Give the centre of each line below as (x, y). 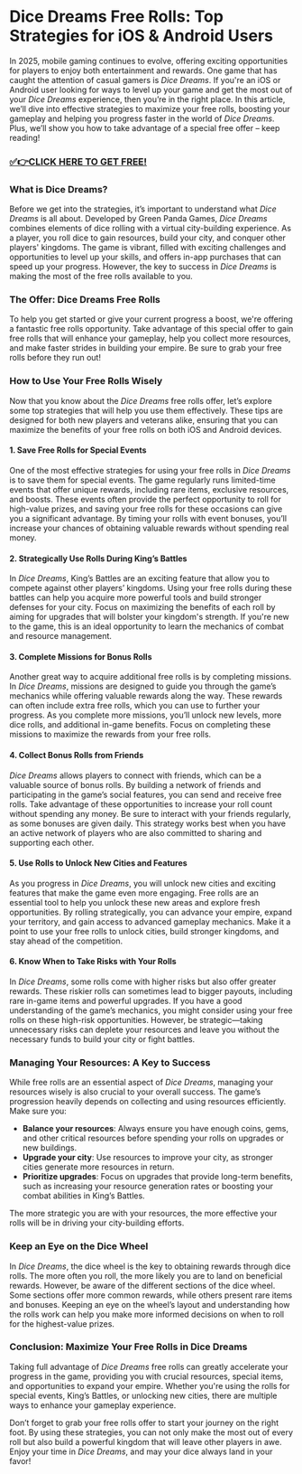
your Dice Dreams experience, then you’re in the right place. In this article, (147, 99)
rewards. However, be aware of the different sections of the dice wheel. (142, 1285)
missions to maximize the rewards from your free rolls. (110, 735)
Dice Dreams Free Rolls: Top (116, 17)
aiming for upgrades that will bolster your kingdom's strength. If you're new (150, 617)
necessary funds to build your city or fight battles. (102, 1039)
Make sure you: (38, 1111)
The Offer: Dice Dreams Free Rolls (85, 300)
